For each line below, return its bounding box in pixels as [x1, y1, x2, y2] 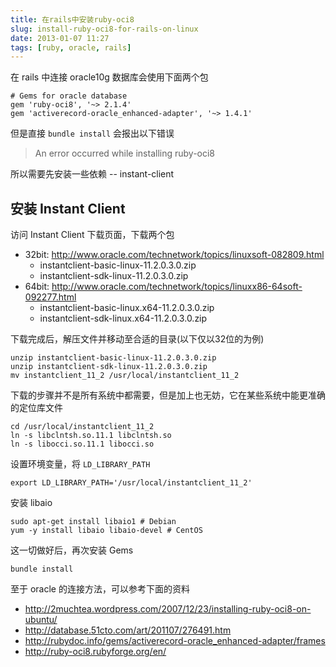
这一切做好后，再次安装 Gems [10, 544, 134, 556]
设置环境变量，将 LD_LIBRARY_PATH [10, 458, 151, 470]
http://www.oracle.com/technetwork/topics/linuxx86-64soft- [51, 281, 303, 293]
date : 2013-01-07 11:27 [10, 33, 110, 43]
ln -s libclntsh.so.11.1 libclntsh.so [10, 431, 172, 441]
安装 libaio [10, 497, 53, 509]
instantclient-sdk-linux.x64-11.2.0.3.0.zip [39, 312, 208, 325]
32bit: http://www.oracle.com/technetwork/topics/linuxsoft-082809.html [24, 249, 325, 261]
